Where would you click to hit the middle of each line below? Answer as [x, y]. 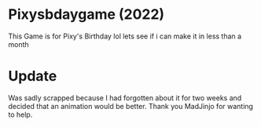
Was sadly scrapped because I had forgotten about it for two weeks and [125, 98]
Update [33, 76]
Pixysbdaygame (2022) [86, 15]
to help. [20, 114]
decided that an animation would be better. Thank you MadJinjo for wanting [131, 106]
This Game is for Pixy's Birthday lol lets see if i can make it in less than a [125, 36]
